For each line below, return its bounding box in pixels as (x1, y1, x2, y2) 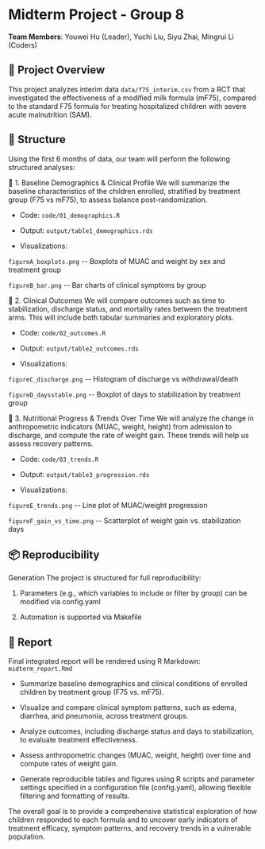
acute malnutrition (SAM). (8, 110, 93, 119)
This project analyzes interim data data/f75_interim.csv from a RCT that (8, 84, 246, 94)
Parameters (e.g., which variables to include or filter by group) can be (19, 588, 248, 598)
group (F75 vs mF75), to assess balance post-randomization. (8, 195, 208, 204)
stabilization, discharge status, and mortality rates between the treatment (8, 304, 248, 313)
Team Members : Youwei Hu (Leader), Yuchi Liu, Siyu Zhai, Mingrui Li (8, 32, 234, 41)
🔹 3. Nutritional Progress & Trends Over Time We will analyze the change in (8, 413, 254, 423)
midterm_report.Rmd (8, 665, 73, 673)
